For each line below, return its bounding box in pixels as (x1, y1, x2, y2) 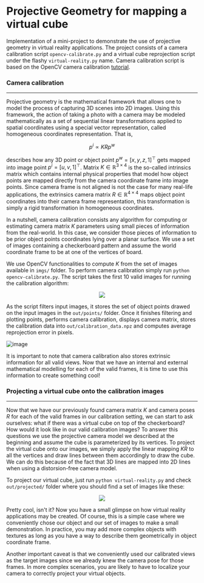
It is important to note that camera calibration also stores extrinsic (6, 352, 171, 359)
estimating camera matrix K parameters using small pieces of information (6, 222, 189, 230)
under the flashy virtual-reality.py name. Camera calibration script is (6, 57, 185, 64)
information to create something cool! (6, 372, 100, 379)
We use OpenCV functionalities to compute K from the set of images (6, 260, 178, 267)
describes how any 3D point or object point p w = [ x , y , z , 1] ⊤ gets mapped (6, 155, 190, 163)
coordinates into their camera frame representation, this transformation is (6, 197, 190, 205)
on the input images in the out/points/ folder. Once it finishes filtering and (6, 309, 192, 316)
